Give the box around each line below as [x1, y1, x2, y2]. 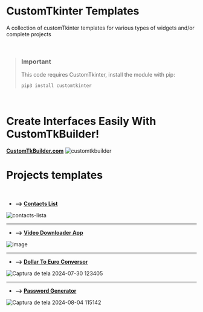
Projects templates [6, 168, 103, 182]
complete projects [6, 30, 51, 37]
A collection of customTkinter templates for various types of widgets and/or [6, 24, 195, 31]
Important [21, 57, 51, 66]
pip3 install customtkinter [21, 83, 92, 89]
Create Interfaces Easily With [6, 115, 156, 128]
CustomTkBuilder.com [6, 147, 64, 154]
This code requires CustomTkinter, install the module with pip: [21, 71, 175, 78]
